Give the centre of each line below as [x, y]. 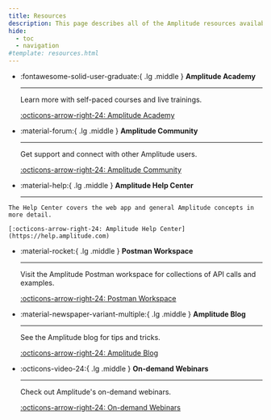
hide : [17, 31]
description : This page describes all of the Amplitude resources [122, 23]
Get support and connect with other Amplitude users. [108, 154]
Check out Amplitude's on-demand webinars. [96, 392]
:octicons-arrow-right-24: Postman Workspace [98, 298]
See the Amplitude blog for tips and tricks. [90, 337]
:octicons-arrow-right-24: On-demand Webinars [100, 407]
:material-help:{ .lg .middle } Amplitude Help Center [106, 185]
